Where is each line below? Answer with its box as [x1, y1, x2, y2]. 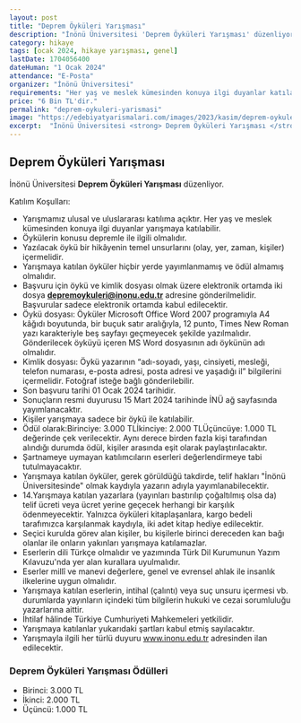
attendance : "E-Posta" [9, 72, 94, 81]
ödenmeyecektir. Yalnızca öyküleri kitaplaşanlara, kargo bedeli [21, 509, 253, 519]
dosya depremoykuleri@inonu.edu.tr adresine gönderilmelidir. [21, 289, 257, 301]
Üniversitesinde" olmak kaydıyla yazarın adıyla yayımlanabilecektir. [21, 480, 270, 491]
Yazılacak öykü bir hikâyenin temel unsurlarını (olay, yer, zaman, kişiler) [21, 241, 285, 252]
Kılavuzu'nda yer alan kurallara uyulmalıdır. [21, 556, 181, 567]
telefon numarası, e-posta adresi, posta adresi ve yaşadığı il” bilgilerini [21, 365, 282, 377]
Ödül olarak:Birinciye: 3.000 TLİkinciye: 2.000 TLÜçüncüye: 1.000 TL [21, 422, 277, 433]
